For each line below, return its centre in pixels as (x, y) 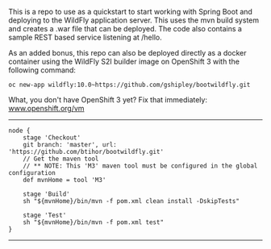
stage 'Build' (46, 194)
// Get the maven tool (61, 159)
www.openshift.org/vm (46, 108)
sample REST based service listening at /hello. (85, 37)
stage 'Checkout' (52, 138)
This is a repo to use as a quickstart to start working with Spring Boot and (130, 12)
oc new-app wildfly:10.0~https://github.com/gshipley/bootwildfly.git (129, 85)
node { (19, 131)
